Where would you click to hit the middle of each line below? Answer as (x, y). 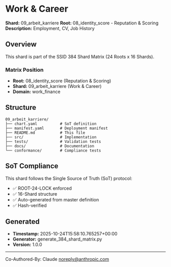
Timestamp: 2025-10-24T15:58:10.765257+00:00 (65, 234)
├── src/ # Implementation (51, 137)
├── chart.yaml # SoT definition (51, 124)
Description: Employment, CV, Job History (50, 28)
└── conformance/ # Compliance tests (53, 151)
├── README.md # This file (45, 133)
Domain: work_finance (36, 92)
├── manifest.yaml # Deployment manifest (57, 128)
